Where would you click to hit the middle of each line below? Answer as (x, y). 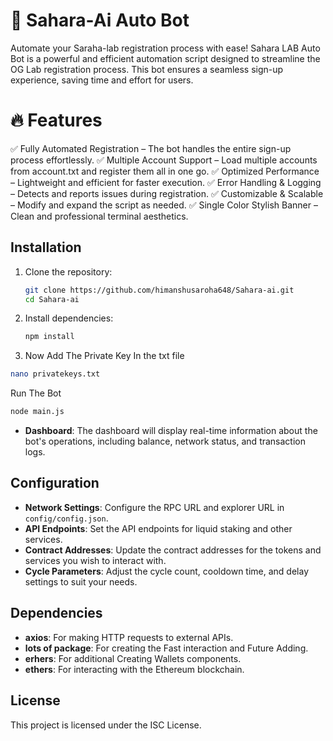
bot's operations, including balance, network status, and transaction (165, 441)
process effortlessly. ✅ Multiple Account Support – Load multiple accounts (164, 160)
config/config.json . (66, 518)
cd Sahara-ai (52, 299)
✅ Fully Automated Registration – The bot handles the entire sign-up (151, 148)
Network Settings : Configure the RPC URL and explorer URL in (154, 507)
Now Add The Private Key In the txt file (104, 356)
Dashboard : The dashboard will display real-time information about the (171, 431)
